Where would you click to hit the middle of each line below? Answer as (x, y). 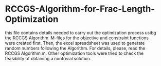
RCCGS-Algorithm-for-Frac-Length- (80, 9)
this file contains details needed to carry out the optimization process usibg (81, 33)
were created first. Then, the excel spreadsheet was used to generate (75, 43)
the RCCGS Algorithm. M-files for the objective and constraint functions (77, 38)
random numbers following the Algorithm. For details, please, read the (75, 48)
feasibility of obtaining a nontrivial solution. (48, 58)
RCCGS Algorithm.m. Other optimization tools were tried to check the (74, 53)
